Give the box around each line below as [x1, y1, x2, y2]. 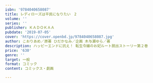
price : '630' [5, 48, 32, 53]
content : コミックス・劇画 [5, 66, 54, 71]
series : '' [5, 21, 27, 26]
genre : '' [5, 52, 25, 58]
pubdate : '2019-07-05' [5, 30, 51, 35]
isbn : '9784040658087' [5, 7, 51, 12]
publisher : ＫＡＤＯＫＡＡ [5, 25, 55, 30]
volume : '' [5, 16, 27, 21]
